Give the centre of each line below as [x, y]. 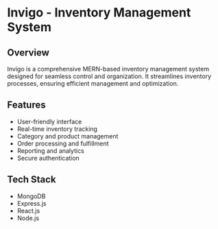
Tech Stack [32, 180]
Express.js [32, 203]
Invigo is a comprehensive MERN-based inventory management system [108, 69]
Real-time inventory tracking [57, 129]
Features [26, 105]
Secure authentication [48, 158]
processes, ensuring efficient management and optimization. [93, 83]
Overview [28, 52]
